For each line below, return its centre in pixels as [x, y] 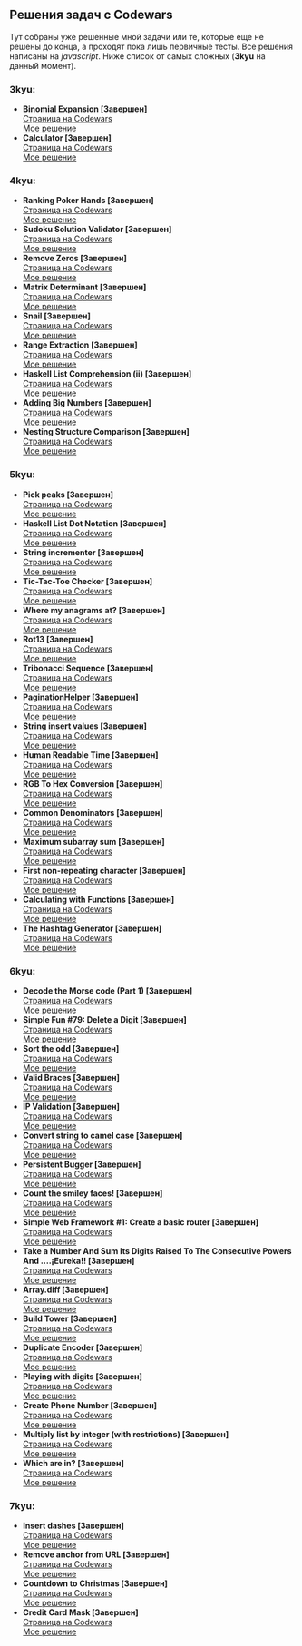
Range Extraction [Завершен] [80, 345]
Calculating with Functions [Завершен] [98, 899]
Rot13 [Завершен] [58, 639]
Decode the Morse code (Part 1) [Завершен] [107, 991]
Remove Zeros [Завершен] [74, 259]
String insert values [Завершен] [85, 726]
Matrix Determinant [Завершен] [84, 287]
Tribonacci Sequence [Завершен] [88, 668]
